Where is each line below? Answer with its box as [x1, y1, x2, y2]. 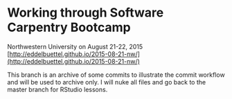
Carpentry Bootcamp [7, 19, 131, 35]
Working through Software [7, 5, 164, 21]
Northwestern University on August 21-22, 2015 [7, 42, 143, 51]
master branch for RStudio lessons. [7, 85, 108, 93]
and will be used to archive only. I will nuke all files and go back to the [7, 78, 206, 86]
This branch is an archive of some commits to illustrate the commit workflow [7, 71, 225, 79]
